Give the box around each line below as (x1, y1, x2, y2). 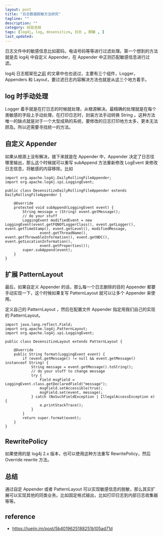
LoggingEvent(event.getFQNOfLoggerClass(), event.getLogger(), (5, 222, 136, 227)
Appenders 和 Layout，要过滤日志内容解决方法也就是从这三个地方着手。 (5, 76, 149, 82)
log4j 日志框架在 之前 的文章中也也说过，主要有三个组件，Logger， (5, 70, 138, 76)
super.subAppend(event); (22, 247, 73, 252)
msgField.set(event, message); (39, 390, 103, 395)
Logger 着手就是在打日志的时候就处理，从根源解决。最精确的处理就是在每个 (5, 106, 157, 112)
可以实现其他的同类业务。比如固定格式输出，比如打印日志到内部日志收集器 (9, 492, 158, 498)
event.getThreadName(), (39, 230, 88, 235)
